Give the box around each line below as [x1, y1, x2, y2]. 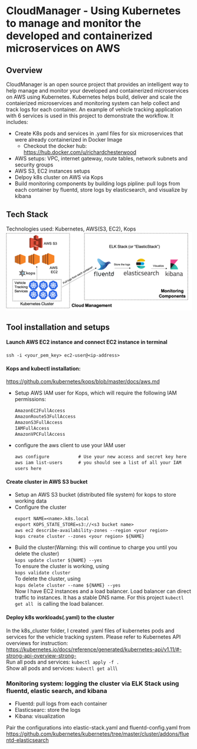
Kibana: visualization [14, 712, 65, 720]
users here [14, 466, 42, 472]
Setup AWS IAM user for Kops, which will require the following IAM [14, 389, 177, 396]
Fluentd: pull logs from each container [14, 700, 107, 707]
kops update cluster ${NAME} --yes [14, 557, 103, 564]
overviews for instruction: [6, 639, 68, 646]
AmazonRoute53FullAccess [14, 414, 76, 420]
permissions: [14, 396, 46, 403]
